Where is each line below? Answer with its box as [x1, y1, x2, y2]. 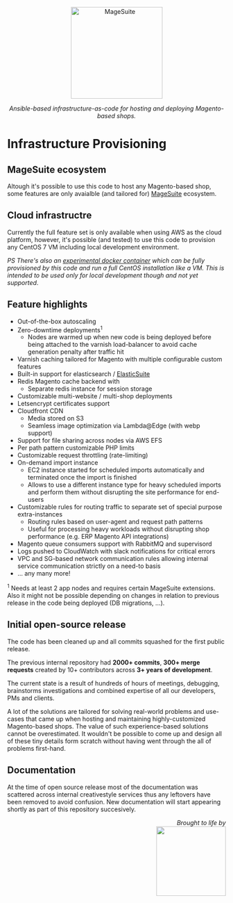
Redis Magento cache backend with [17, 377, 120, 386]
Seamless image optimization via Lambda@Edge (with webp [27, 421, 200, 430]
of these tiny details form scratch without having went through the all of [7, 737, 212, 745]
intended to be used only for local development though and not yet [7, 271, 199, 279]
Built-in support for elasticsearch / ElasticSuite [17, 370, 150, 378]
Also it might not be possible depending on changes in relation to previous [7, 591, 220, 599]
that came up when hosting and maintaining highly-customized [25, 715, 206, 723]
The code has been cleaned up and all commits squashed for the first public [7, 637, 225, 646]
